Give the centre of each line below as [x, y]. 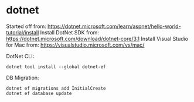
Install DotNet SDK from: [70, 32]
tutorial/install [23, 32]
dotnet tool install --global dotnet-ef [56, 67]
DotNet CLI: [20, 56]
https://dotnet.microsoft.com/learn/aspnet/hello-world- [114, 26]
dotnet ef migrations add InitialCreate [56, 88]
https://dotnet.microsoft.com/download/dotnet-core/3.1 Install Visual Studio [97, 38]
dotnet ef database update [39, 93]
